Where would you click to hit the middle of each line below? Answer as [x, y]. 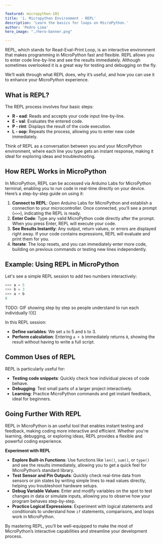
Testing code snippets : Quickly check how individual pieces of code [81, 378]
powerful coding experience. [34, 441]
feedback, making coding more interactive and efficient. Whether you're [77, 431]
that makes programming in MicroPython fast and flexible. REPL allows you [80, 55]
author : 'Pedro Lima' [27, 27]
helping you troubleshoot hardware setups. [55, 485]
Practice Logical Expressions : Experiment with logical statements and [82, 506]
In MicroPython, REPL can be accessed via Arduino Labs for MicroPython [78, 183]
